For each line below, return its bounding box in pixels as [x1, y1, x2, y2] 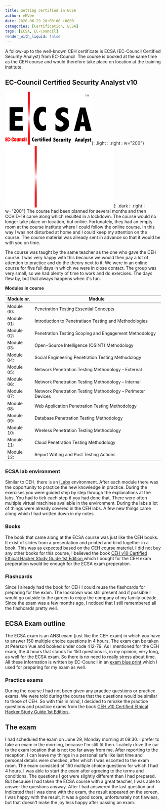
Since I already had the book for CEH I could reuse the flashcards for [5, 584, 145, 590]
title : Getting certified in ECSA [5, 8, 77, 13]
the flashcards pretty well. [5, 605, 58, 611]
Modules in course [5, 285, 44, 291]
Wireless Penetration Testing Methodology [34, 427, 121, 433]
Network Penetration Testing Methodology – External [34, 367, 142, 373]
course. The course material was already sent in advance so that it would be [5, 234, 161, 240]
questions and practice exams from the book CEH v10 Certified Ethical [5, 704, 148, 710]
